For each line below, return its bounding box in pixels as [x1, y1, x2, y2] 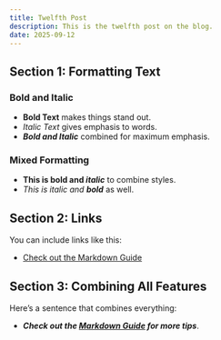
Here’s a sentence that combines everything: [9, 302, 177, 314]
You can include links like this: [9, 235, 123, 245]
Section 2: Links [9, 210, 103, 225]
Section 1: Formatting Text [9, 64, 161, 79]
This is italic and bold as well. [22, 184, 135, 195]
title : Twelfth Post [9, 13, 88, 23]
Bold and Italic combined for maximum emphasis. [22, 131, 211, 142]
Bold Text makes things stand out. [22, 112, 152, 123]
